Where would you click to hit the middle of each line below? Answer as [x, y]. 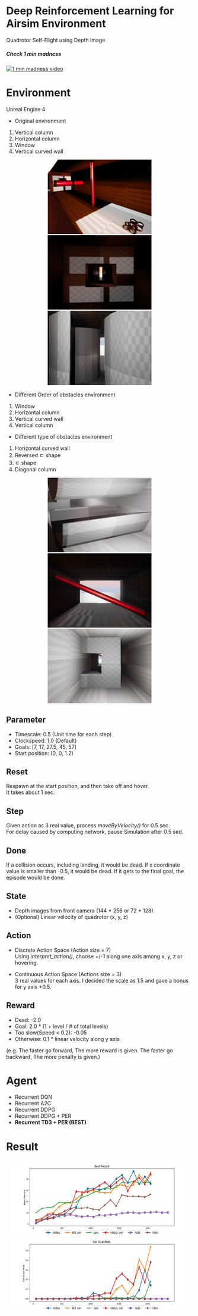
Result [22, 1146]
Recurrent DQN [33, 1097]
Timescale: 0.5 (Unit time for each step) [63, 734]
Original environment [40, 121]
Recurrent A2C [33, 1104]
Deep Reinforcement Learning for [90, 11]
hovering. [26, 962]
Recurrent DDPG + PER [43, 1116]
